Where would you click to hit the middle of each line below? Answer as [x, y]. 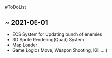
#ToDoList [16, 7]
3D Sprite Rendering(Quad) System [48, 39]
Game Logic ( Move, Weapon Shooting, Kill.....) [60, 50]
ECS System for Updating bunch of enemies [57, 34]
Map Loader [25, 45]
